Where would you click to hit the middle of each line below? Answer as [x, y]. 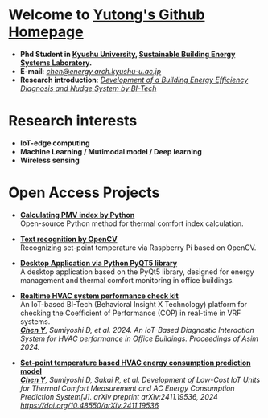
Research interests [73, 121]
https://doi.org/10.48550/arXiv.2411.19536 [89, 405]
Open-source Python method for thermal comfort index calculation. [132, 223]
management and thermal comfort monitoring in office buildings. [127, 280]
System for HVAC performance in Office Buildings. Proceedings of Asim [139, 338]
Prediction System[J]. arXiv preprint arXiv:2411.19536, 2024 [119, 396]
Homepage [46, 32]
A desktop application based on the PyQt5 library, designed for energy [137, 272]
